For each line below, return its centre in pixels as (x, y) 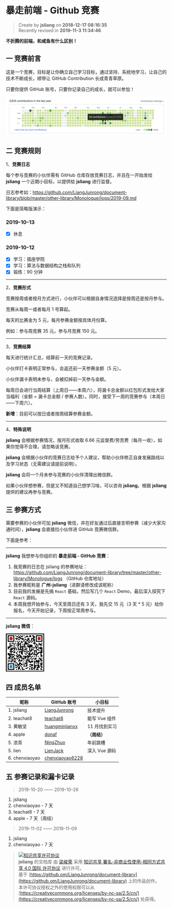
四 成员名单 (23, 687)
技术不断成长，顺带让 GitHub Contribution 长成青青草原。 (66, 78)
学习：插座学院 (29, 259)
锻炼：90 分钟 (28, 272)
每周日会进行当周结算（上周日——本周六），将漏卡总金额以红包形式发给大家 (85, 390)
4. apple (17, 734)
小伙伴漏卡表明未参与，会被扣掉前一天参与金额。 (57, 379)
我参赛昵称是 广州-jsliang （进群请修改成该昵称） (65, 585)
